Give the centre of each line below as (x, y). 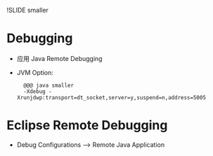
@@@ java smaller (49, 85)
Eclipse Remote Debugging (87, 126)
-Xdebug (35, 91)
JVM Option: (35, 72)
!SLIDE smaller (27, 10)
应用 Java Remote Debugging (59, 58)
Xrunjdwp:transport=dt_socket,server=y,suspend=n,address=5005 (111, 97)
